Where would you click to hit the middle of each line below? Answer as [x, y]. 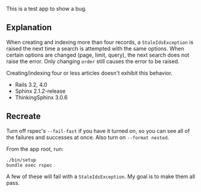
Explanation [29, 27]
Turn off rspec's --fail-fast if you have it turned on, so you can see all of [98, 131]
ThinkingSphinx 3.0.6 [41, 97]
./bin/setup [21, 160]
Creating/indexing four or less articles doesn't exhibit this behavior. [89, 73]
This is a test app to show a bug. [47, 9]
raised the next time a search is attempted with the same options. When [95, 48]
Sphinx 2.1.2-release [40, 91]
